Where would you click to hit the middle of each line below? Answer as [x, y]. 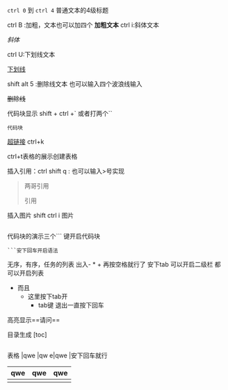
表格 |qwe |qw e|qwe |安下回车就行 [57, 355]
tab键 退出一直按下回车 [71, 305]
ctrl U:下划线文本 [31, 54]
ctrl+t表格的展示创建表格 [42, 156]
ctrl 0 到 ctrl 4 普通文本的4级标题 [58, 10]
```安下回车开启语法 [33, 251]
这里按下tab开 [48, 296]
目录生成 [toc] [27, 334]
